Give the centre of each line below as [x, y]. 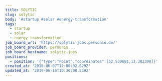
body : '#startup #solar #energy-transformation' [57, 19]
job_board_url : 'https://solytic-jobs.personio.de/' [61, 43]
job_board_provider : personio [37, 47]
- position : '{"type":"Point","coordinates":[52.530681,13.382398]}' [84, 61]
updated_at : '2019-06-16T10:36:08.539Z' [48, 71]
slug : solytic [20, 15]
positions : [17, 57]
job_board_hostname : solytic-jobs [41, 52]
